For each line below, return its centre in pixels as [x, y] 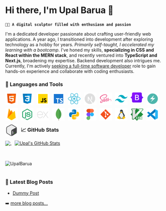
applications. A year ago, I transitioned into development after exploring [79, 39]
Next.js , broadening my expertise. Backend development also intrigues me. [83, 60]
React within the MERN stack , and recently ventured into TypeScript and [81, 55]
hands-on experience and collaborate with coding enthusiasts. [70, 71]
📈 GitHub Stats [40, 130]
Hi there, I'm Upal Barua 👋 [59, 10]
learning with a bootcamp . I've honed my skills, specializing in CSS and [80, 50]
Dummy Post [26, 193]
